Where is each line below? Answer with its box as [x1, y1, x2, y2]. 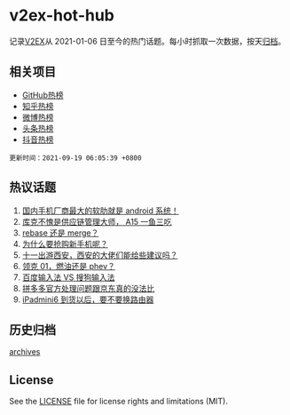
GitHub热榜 [21, 90, 64, 100]
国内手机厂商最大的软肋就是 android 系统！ [21, 205, 179, 216]
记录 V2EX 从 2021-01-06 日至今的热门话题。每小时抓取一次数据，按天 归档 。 [9, 36, 286, 46]
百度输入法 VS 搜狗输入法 [21, 272, 115, 283]
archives [9, 347, 41, 357]
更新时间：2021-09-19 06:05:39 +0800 [9, 153, 142, 163]
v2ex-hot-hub [9, 5, 115, 26]
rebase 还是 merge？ [21, 227, 99, 238]
